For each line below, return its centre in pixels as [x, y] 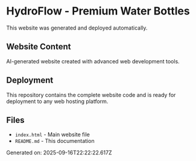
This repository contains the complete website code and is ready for [91, 95]
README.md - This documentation [55, 141]
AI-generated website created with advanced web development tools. [93, 61]
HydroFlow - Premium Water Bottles [98, 11]
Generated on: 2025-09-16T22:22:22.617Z [59, 153]
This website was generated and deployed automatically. [77, 28]
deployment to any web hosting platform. [57, 101]
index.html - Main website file [52, 134]
